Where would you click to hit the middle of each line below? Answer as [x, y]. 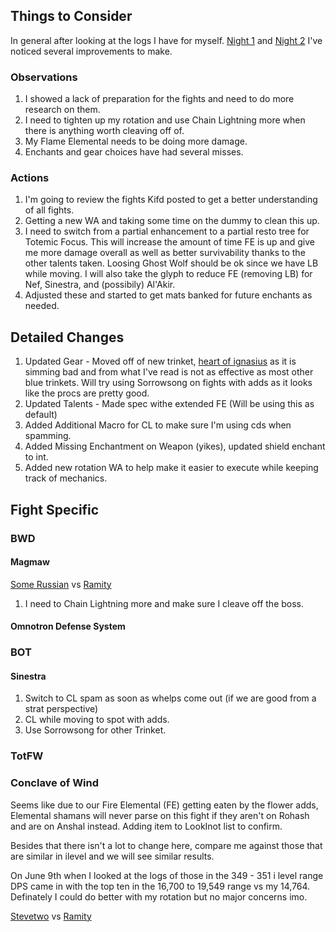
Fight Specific [55, 509]
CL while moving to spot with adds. [97, 720]
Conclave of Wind [55, 783]
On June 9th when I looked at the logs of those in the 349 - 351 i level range [167, 875]
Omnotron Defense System [68, 626]
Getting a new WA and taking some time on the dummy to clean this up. [172, 221]
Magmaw [30, 562]
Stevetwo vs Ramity [51, 916]
